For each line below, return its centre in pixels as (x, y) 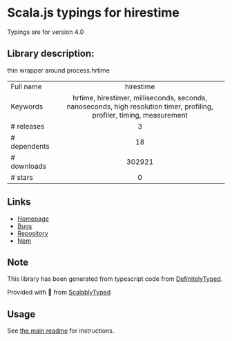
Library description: (51, 54)
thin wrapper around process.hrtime (59, 70)
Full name (27, 86)
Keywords (27, 107)
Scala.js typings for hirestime (93, 13)
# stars (22, 177)
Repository (32, 233)
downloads (29, 166)
